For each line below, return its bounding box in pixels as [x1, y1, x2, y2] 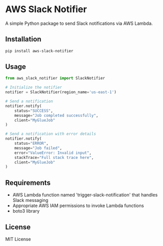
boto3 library [12, 208, 40, 214]
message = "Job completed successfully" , [14, 113, 99, 118]
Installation [5, 35, 42, 44]
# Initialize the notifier [5, 85, 62, 90]
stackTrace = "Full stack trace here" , [14, 155, 94, 160]
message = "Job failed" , [14, 145, 62, 150]
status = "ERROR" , [14, 141, 49, 146]
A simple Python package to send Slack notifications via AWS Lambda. [5, 20, 153, 26]
